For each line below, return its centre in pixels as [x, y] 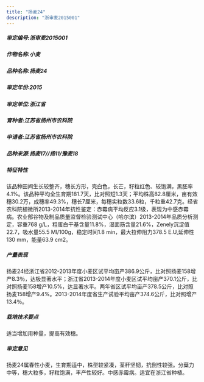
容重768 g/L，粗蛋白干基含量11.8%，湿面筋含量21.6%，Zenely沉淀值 [103, 225]
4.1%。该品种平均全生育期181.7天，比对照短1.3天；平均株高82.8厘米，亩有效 [102, 194]
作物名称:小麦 [23, 54]
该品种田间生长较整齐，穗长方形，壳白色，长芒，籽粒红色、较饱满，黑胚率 [100, 186]
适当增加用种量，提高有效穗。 [44, 333]
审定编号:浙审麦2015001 [37, 38]
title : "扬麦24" [26, 12]
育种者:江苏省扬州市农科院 [39, 120]
